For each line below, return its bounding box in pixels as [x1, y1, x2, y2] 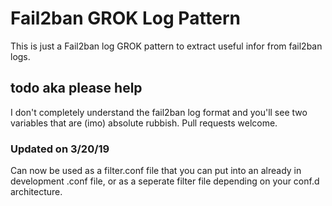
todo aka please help [10, 80, 143, 97]
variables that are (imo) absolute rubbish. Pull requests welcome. [10, 117, 278, 129]
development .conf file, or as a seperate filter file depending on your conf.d [10, 175, 320, 187]
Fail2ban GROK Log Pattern [10, 7, 242, 30]
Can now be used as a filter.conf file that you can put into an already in [10, 165, 302, 177]
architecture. [10, 186, 63, 198]
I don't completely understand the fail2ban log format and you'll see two [10, 106, 308, 118]
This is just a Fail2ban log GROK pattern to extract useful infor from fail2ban [10, 40, 323, 52]
